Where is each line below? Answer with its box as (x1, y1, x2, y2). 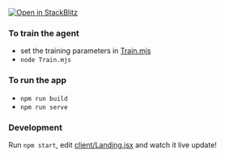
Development (8, 122, 63, 133)
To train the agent (8, 27, 79, 39)
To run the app (8, 75, 67, 86)
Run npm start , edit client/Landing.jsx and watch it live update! (8, 139, 217, 149)
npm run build (19, 94, 68, 102)
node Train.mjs (19, 56, 72, 64)
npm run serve (19, 103, 68, 111)
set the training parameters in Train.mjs (19, 46, 151, 56)
